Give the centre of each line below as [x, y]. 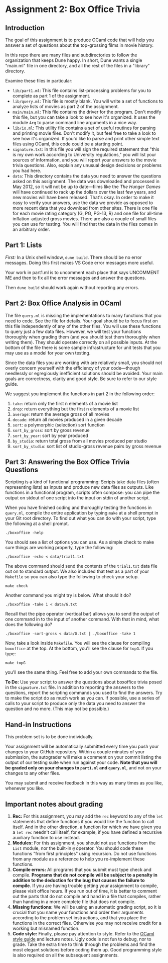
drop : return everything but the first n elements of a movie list [76, 409]
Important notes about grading [54, 804]
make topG [16, 663]
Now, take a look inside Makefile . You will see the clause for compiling [78, 643]
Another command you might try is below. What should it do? [68, 595]
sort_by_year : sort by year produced [50, 435]
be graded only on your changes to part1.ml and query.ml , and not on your [83, 768]
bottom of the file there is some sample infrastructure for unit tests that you [83, 347]
